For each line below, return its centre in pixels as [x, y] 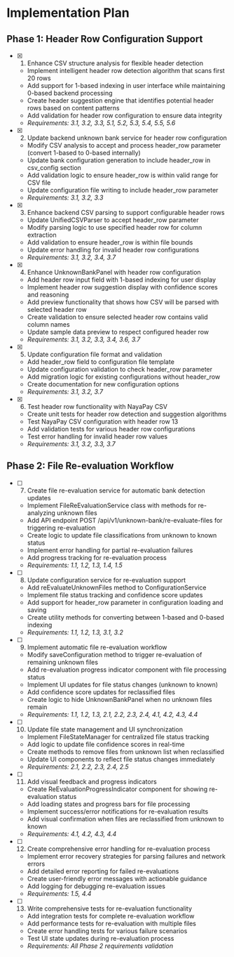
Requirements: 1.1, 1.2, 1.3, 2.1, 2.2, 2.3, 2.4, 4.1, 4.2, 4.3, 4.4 [112, 714]
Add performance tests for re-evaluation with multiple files [112, 923]
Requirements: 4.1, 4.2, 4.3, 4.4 [72, 833]
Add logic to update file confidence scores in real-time [106, 744]
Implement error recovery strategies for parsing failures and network [126, 856]
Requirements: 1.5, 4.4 [59, 893]
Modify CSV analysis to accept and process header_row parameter [124, 145]
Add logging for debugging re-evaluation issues [96, 886]
